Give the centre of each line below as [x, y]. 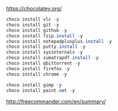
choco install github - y [37, 30]
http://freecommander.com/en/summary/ [56, 102]
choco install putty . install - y [46, 47]
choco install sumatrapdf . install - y [53, 58]
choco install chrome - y [37, 74]
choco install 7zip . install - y [45, 36]
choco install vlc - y [33, 19]
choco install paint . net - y [41, 90]
